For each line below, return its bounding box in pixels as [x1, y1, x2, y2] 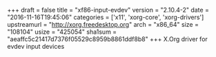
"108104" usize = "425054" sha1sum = [7, 27, 117, 36]
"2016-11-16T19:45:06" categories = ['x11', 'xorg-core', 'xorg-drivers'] [7, 13, 204, 21]
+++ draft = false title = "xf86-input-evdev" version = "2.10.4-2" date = [7, 6, 209, 14]
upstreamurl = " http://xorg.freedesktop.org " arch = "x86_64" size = [7, 21, 199, 28]
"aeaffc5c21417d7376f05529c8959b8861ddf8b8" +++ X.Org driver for [7, 35, 208, 43]
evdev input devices [7, 43, 65, 50]
